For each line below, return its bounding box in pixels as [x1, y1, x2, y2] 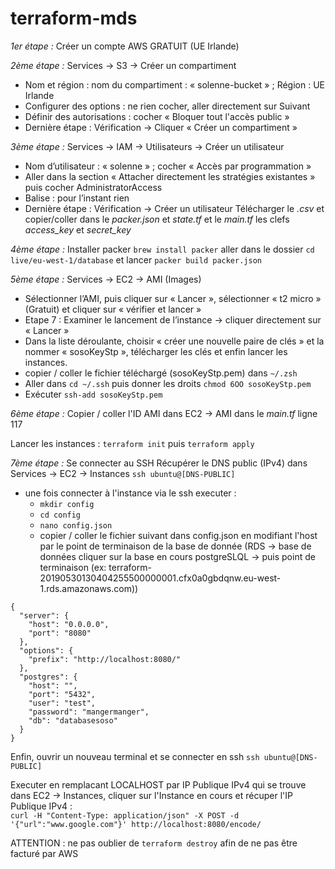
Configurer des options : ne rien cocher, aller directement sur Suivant [24, 100, 311, 112]
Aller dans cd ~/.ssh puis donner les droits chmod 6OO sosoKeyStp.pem [24, 377, 312, 389]
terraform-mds [10, 7, 138, 30]
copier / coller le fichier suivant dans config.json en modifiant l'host [39, 529, 318, 541]
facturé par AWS [10, 847, 79, 859]
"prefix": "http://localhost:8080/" [28, 654, 182, 664]
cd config [39, 510, 82, 520]
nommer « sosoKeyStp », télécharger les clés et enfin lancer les [24, 345, 288, 357]
